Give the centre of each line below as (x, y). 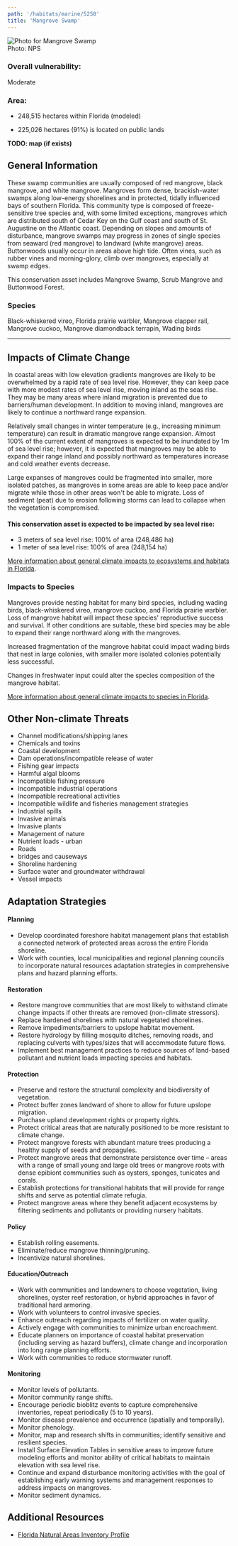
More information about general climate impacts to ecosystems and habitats (119, 561)
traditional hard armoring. (55, 1305)
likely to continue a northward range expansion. (77, 412)
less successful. (31, 662)
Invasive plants (39, 826)
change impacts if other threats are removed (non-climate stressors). (118, 1013)
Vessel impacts (40, 879)
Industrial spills (40, 811)
